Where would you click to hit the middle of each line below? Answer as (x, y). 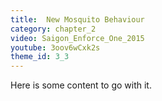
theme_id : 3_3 (40, 57)
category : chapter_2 (53, 29)
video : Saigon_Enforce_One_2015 (77, 38)
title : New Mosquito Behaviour (77, 19)
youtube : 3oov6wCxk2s (55, 47)
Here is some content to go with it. (81, 85)
